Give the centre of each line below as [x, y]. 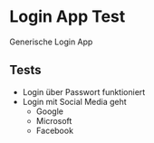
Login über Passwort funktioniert [84, 91]
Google [49, 111]
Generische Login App [51, 42]
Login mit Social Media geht [74, 101]
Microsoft [54, 120]
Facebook [55, 130]
